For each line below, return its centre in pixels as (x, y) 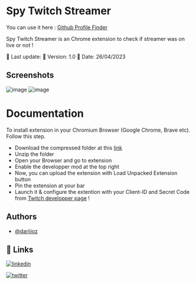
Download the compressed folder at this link (68, 148)
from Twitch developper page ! (52, 198)
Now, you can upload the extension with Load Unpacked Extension (96, 173)
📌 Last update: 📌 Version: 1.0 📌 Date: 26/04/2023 (66, 56)
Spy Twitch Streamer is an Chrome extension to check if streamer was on (95, 39)
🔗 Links (20, 249)
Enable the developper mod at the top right (67, 167)
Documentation (45, 113)
